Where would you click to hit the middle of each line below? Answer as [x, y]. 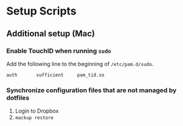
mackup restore [34, 118]
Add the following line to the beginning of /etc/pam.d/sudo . [80, 64]
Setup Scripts [42, 11]
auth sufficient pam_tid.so [55, 75]
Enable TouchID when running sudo [59, 51]
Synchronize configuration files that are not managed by [91, 90]
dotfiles [18, 98]
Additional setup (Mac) [51, 34]
